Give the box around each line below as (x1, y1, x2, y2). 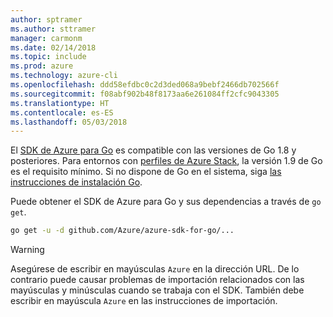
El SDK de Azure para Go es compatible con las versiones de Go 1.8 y (10, 144, 297, 156)
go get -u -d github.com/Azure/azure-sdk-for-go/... (10, 226, 235, 236)
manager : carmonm (10, 33, 83, 43)
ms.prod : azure (10, 61, 74, 71)
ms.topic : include (10, 52, 87, 62)
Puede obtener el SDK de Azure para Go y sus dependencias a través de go (10, 196, 322, 208)
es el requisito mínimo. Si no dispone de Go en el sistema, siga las (10, 166, 282, 178)
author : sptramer (10, 14, 83, 25)
